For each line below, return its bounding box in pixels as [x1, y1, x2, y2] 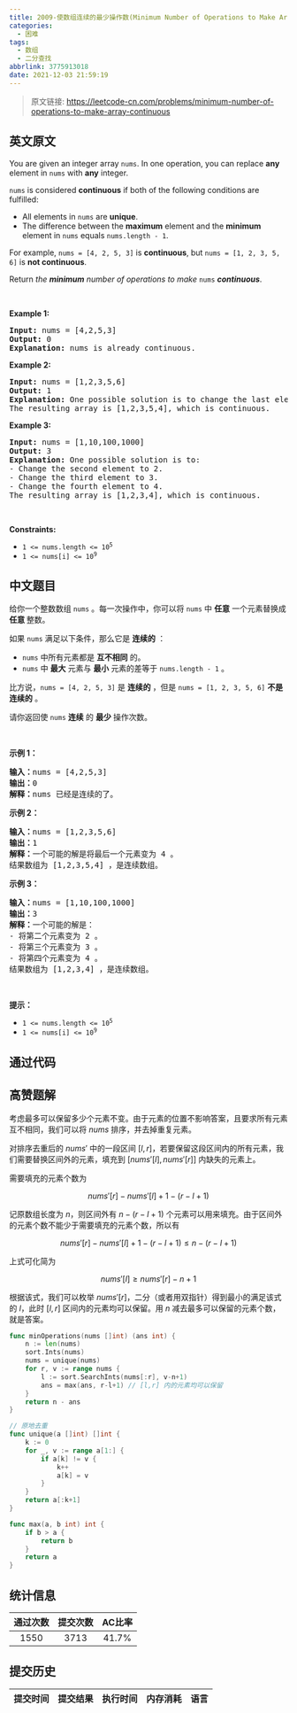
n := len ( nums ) [25, 1339, 81, 1349]
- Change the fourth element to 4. [9, 481, 164, 492]
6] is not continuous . [9, 256, 87, 267]
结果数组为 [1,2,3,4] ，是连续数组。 [9, 965, 154, 974]
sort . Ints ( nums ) [25, 1348, 86, 1357]
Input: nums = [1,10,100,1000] [9, 437, 145, 447]
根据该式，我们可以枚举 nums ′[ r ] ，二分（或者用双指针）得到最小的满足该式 [9, 1291, 282, 1302]
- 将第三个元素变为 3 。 [9, 942, 103, 952]
